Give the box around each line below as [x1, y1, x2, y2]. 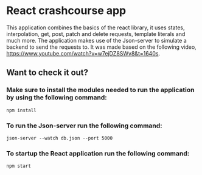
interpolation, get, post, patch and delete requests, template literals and [6, 30, 186, 37]
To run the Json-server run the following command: [6, 121, 162, 130]
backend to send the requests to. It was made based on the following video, [6, 43, 197, 51]
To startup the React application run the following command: [6, 149, 190, 157]
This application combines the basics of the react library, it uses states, [6, 24, 185, 31]
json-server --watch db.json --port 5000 [6, 135, 113, 141]
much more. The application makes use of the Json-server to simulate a [6, 37, 187, 44]
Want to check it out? [6, 68, 89, 78]
